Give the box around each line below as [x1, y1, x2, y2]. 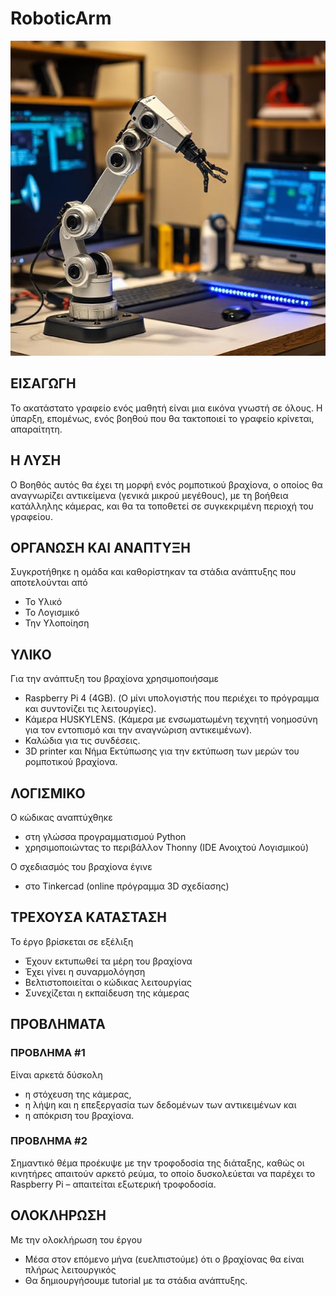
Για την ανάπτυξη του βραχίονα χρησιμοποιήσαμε [10, 673, 220, 685]
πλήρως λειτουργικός [24, 1263, 117, 1276]
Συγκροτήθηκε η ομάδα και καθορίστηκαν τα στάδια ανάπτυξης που [10, 566, 297, 578]
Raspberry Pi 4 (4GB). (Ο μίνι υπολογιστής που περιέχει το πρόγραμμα [24, 692, 320, 704]
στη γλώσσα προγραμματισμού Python [24, 831, 187, 842]
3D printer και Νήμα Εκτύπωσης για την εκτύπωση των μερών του [24, 745, 300, 757]
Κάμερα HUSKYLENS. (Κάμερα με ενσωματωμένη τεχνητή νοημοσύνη [24, 713, 318, 726]
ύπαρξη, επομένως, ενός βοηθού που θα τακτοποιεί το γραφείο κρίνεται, [10, 412, 315, 424]
